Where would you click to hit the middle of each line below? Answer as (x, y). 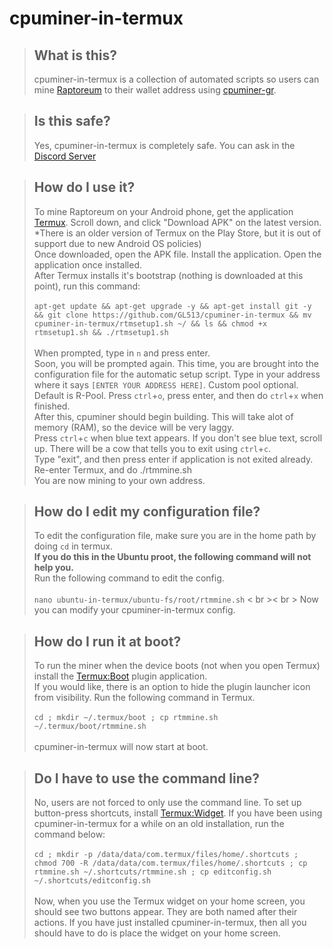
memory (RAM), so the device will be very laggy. (134, 427)
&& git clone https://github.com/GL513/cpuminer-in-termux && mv (172, 315)
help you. (53, 568)
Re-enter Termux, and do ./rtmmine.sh (112, 469)
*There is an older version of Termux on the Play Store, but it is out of (177, 233)
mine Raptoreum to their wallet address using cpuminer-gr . (155, 90)
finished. (52, 406)
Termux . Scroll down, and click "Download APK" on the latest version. (177, 222)
